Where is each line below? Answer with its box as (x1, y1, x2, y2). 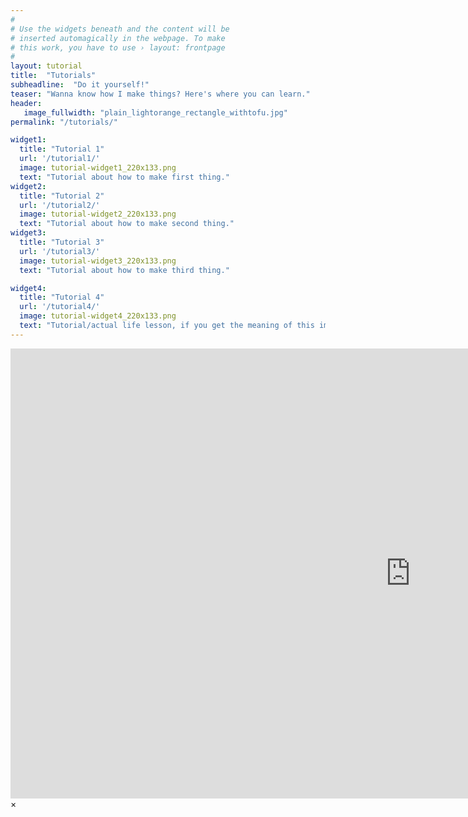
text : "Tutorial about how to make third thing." (19, 265, 230, 275)
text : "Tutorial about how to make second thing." (19, 219, 235, 229)
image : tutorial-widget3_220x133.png (19, 256, 177, 266)
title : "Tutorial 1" (19, 144, 105, 155)
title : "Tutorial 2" (19, 191, 105, 201)
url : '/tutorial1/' (19, 154, 101, 164)
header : (10, 98, 43, 108)
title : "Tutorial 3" (19, 237, 105, 247)
